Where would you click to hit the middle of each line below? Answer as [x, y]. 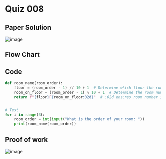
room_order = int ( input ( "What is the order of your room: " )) [79, 119]
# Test [12, 110]
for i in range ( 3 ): [25, 115]
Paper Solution [28, 27]
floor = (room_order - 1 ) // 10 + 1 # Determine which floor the [84, 88]
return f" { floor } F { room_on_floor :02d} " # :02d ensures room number [86, 97]
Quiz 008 [25, 9]
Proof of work [27, 139]
